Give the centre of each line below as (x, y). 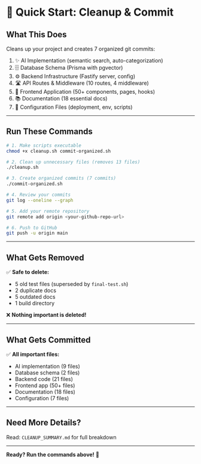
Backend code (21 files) (44, 379)
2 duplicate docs (36, 290)
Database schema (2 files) (47, 373)
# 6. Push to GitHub (32, 228)
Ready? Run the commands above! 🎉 (53, 454)
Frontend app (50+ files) (45, 385)
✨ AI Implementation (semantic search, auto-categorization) (89, 60)
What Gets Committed (48, 340)
